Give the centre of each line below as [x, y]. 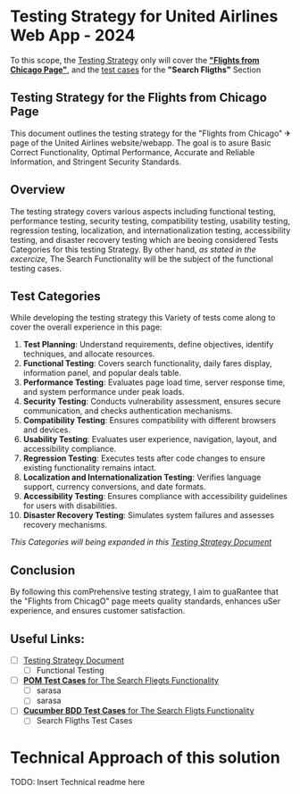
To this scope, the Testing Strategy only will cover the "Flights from [135, 60]
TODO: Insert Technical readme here [78, 782]
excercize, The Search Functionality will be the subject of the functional [142, 259]
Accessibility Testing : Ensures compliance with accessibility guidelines [155, 497]
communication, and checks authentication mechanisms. [128, 411]
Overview [38, 190]
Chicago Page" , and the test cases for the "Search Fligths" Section [136, 70]
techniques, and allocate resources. [89, 354]
